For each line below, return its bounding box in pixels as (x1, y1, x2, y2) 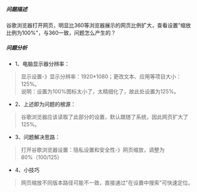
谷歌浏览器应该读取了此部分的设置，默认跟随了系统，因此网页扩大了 (20, 113, 189, 120)
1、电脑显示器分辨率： (14, 60, 70, 67)
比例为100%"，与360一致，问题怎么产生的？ (6, 29, 116, 36)
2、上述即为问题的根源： (14, 100, 76, 108)
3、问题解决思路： (14, 133, 61, 141)
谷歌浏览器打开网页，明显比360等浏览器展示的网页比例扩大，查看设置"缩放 (6, 22, 191, 29)
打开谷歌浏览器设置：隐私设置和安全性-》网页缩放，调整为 (20, 146, 165, 153)
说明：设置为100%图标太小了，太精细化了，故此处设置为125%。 (20, 87, 180, 95)
